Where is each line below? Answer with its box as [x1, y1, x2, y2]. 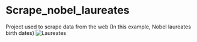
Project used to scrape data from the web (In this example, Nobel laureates [5, 23, 192, 30]
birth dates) [5, 29, 34, 36]
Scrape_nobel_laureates [5, 4, 130, 17]
